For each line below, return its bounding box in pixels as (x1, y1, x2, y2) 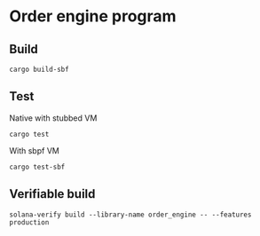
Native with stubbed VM (9, 113, 98, 123)
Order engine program (9, 6, 177, 27)
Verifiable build (9, 186, 96, 201)
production (9, 217, 50, 227)
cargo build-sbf (9, 65, 69, 74)
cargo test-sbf (9, 162, 66, 171)
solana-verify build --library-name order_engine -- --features (9, 210, 252, 219)
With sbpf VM (9, 145, 59, 156)
